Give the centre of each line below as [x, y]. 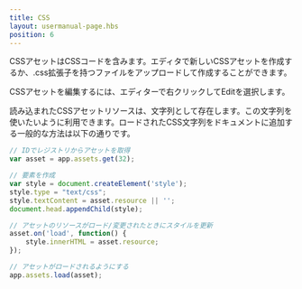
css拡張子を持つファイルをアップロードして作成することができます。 [163, 72]
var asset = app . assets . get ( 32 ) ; [72, 159]
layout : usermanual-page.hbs [64, 26]
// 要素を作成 [32, 176]
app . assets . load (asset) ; [56, 275]
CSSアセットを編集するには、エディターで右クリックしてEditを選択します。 [150, 92]
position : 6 [32, 34]
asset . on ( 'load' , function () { [68, 234]
